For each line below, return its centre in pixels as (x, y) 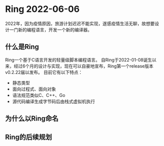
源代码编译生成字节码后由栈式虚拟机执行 (54, 101)
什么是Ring (22, 47)
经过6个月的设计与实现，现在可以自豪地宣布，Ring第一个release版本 (83, 66)
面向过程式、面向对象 (34, 89)
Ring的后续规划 (28, 137)
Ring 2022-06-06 (42, 9)
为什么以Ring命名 (32, 118)
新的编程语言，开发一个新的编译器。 (55, 30)
